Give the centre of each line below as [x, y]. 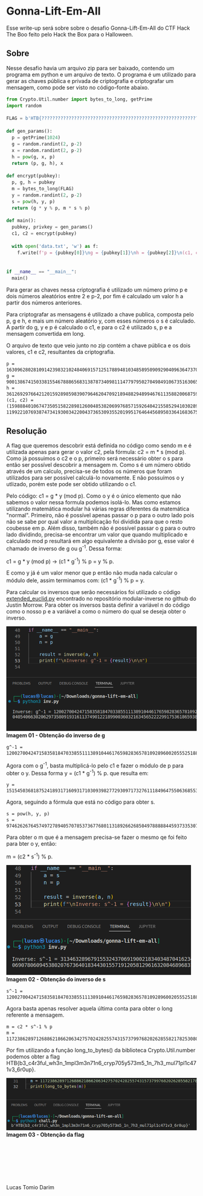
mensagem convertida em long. [46, 334]
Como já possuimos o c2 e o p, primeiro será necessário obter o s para [95, 458]
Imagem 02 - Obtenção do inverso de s [56, 980]
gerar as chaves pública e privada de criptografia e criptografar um [90, 81]
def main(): [21, 221]
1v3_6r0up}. [21, 1070]
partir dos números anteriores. [44, 303]
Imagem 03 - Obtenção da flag [45, 1135]
